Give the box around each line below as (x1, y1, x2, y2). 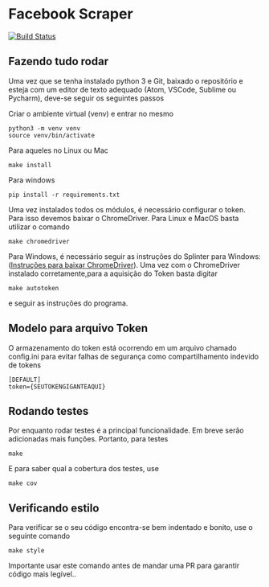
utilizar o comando (8, 222, 70, 232)
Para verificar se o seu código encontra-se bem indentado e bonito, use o (8, 523, 253, 532)
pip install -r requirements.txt (8, 191, 120, 199)
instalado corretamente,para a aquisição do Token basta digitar (8, 269, 218, 278)
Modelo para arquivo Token (8, 322, 149, 335)
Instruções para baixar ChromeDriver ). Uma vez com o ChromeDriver (10, 260, 241, 269)
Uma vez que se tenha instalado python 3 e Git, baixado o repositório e (8, 76, 243, 85)
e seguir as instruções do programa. (8, 298, 128, 308)
